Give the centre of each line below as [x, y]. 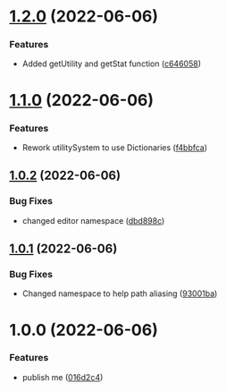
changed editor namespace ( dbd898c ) [93, 220]
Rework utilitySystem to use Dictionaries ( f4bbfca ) [115, 147]
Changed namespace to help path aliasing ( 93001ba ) [120, 293]
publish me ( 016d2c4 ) [63, 377]
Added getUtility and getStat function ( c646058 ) [111, 64]
